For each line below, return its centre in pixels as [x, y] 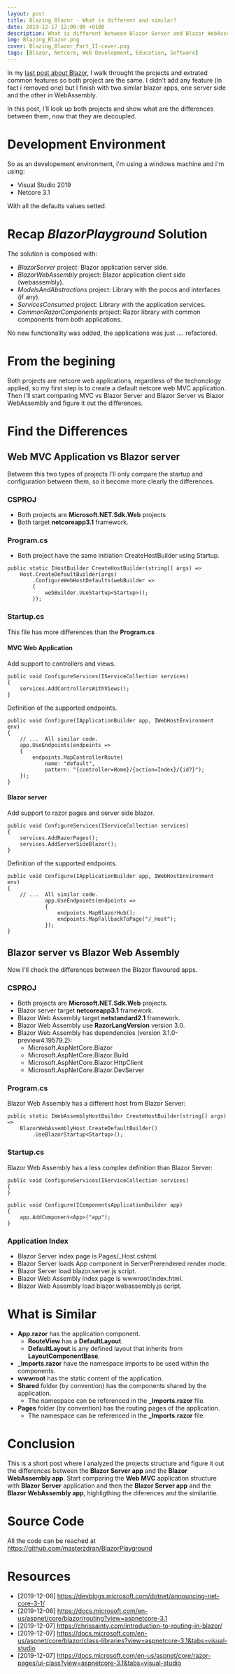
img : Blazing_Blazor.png [43, 40]
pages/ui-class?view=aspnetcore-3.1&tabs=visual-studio [99, 1663]
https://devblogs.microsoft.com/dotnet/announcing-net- [138, 1596]
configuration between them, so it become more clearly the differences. [111, 481]
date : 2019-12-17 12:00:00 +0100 [56, 27]
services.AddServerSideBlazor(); [69, 844]
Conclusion [41, 1444]
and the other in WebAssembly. [52, 95]
